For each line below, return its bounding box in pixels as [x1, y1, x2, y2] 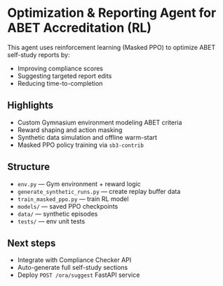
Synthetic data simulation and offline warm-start [17, 133, 158, 141]
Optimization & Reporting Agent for [7, 5, 217, 21]
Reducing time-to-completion [17, 79, 103, 87]
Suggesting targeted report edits [17, 72, 112, 80]
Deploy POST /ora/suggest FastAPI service [17, 271, 140, 279]
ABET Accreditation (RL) [7, 20, 152, 36]
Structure [7, 161, 50, 173]
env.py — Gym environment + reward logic [17, 179, 142, 188]
